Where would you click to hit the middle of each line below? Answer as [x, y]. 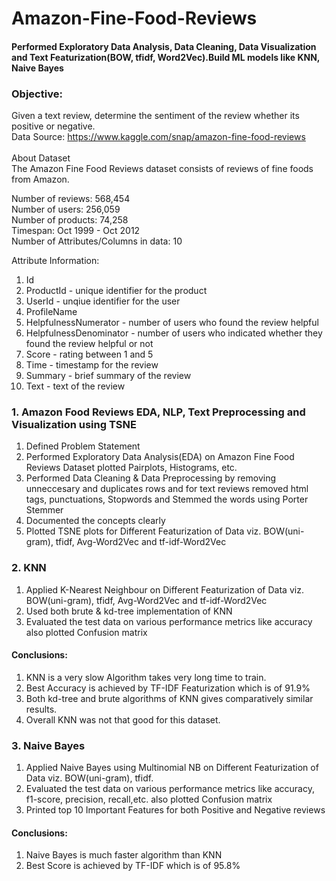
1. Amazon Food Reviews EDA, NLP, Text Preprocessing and [158, 412]
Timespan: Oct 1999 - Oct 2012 [76, 231]
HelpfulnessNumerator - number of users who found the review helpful [172, 323]
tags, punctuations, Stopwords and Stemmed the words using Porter [167, 499]
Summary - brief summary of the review [108, 376]
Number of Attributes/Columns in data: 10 [97, 241]
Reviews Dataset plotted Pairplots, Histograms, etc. [131, 468]
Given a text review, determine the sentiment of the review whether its [155, 116]
